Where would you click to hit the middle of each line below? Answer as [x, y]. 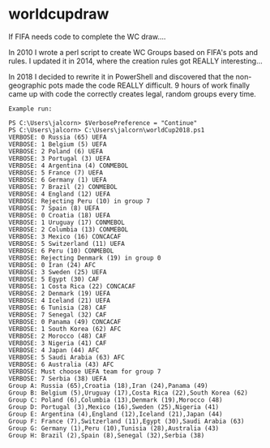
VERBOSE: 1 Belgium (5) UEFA [58, 144]
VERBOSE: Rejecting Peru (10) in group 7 [79, 201]
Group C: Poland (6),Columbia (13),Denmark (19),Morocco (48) [116, 400]
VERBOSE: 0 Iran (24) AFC [52, 265]
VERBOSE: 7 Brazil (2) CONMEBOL [63, 187]
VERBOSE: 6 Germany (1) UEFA [58, 179]
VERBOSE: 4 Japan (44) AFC [54, 350]
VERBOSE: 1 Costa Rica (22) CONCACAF [72, 286]
